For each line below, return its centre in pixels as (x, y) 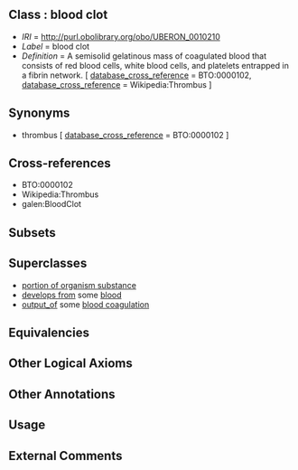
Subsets (32, 233)
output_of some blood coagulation (85, 304)
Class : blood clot (58, 15)
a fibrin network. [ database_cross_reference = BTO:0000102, (136, 75)
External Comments (65, 456)
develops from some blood (71, 295)
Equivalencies (49, 333)
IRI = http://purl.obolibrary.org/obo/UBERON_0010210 (121, 36)
